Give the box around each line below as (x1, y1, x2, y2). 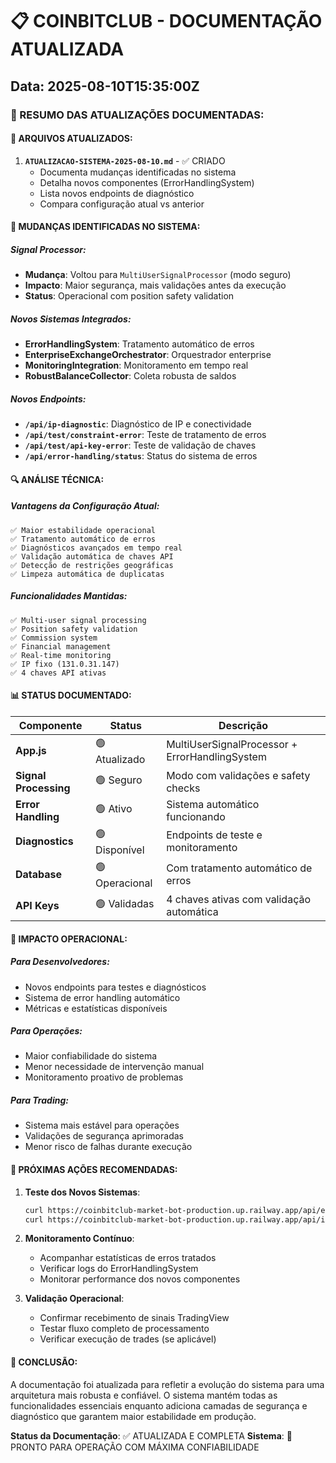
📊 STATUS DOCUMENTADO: (10, 689, 132, 702)
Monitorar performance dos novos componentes (39, 1273, 241, 1285)
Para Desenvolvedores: (10, 956, 110, 968)
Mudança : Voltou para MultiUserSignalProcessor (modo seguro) (24, 269, 292, 281)
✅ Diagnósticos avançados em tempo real (10, 543, 183, 553)
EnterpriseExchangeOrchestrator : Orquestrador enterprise (24, 349, 272, 361)
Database (15, 868, 63, 882)
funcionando (166, 809, 226, 823)
